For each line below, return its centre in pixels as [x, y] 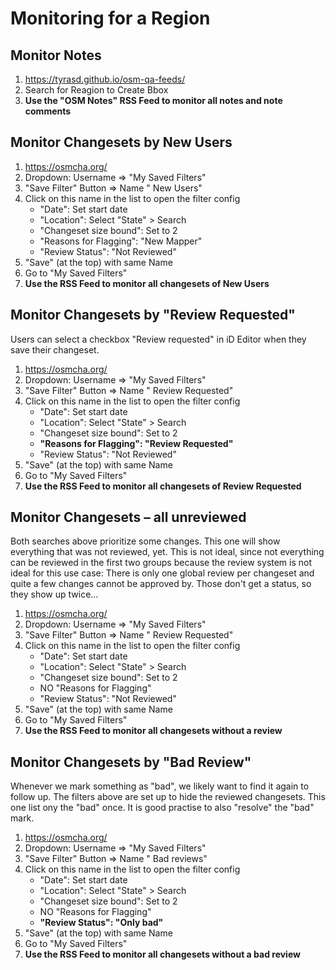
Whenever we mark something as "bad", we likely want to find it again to [160, 786]
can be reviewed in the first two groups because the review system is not [161, 563]
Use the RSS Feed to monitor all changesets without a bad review [162, 954]
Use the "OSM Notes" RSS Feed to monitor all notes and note [153, 100]
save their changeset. [55, 349]
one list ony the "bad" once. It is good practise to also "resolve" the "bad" [162, 808]
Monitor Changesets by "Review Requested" [153, 315]
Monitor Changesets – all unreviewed [128, 517]
